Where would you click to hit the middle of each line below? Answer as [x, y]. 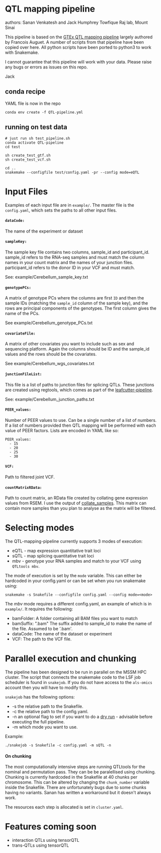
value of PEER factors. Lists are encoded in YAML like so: [62, 430]
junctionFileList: [23, 374]
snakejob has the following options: [40, 697]
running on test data [36, 127]
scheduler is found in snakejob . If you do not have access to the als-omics [79, 682]
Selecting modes [40, 528]
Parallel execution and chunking [71, 659]
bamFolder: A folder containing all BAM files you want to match [75, 619]
